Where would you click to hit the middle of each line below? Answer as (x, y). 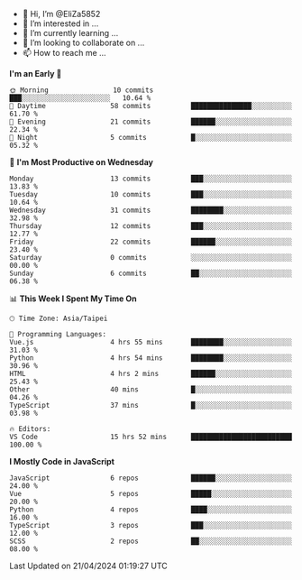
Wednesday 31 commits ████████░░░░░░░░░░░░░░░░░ (151, 210)
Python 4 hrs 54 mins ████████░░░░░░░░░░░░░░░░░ (151, 358)
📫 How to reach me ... (64, 53)
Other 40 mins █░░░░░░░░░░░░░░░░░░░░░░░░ (151, 390)
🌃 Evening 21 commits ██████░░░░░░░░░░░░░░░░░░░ (151, 122)
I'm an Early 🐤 (36, 74)
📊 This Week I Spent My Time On (73, 299)
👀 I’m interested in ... (60, 23)
